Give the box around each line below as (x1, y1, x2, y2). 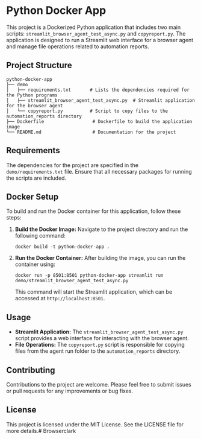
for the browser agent (6, 103, 63, 109)
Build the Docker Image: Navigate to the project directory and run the (14, 226, 188, 233)
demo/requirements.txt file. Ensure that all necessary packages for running (6, 168, 193, 175)
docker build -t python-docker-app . (14, 244, 110, 250)
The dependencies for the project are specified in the (6, 161, 138, 169)
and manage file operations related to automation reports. (6, 43, 149, 50)
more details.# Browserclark (6, 427, 76, 434)
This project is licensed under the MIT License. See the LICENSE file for (6, 420, 184, 428)
